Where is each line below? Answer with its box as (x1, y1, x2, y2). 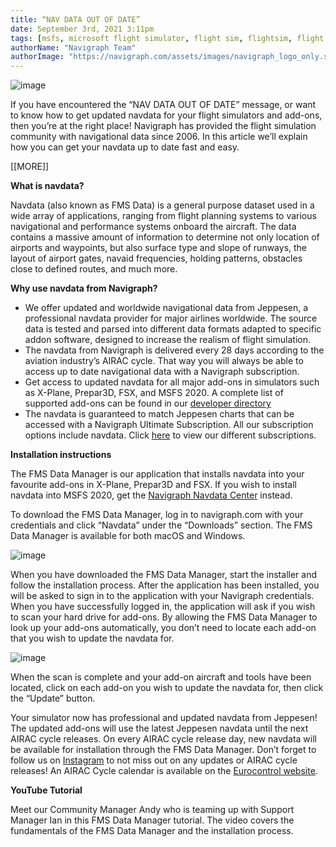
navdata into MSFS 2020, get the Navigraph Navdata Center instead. (10, 489, 293, 501)
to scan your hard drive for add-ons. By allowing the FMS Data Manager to (10, 611, 318, 623)
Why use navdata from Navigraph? (10, 282, 158, 295)
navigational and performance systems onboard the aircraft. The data (10, 221, 297, 233)
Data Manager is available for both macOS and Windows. (10, 530, 246, 542)
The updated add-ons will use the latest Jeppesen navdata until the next (10, 722, 309, 735)
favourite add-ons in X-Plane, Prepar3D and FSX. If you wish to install (10, 479, 297, 491)
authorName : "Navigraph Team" (10, 42, 137, 53)
